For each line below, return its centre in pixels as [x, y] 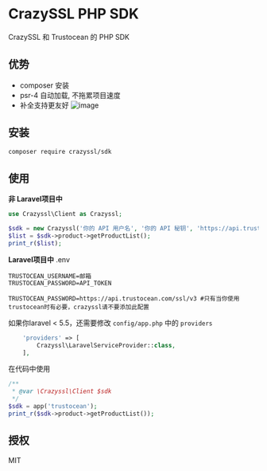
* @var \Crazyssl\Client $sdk [62, 391]
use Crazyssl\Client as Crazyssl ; [66, 214]
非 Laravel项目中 [36, 199]
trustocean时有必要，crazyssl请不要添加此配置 [79, 307]
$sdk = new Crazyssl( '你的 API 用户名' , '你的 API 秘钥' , [101, 229]
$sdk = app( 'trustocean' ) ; [53, 406]
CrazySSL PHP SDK [74, 14]
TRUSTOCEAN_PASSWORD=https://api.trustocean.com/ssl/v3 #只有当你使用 [124, 298]
